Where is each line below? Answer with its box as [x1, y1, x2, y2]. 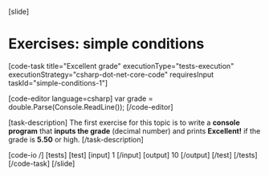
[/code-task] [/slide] [8, 158, 75, 168]
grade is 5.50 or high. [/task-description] [8, 134, 145, 144]
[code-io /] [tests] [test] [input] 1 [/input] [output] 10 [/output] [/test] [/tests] [8, 150, 259, 159]
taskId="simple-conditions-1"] [8, 78, 108, 87]
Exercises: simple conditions [8, 35, 205, 53]
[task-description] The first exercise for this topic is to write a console [8, 118, 240, 127]
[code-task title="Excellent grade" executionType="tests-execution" [8, 61, 234, 70]
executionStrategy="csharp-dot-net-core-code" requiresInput [8, 70, 214, 79]
